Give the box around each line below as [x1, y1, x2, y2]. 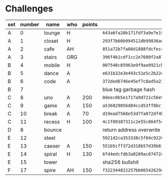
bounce [44, 126, 62, 133]
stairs [44, 53, 57, 60]
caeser [44, 142, 61, 149]
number [20, 21, 40, 28]
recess [44, 118, 60, 125]
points [82, 21, 98, 28]
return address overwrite [102, 126, 161, 133]
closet [44, 37, 59, 44]
